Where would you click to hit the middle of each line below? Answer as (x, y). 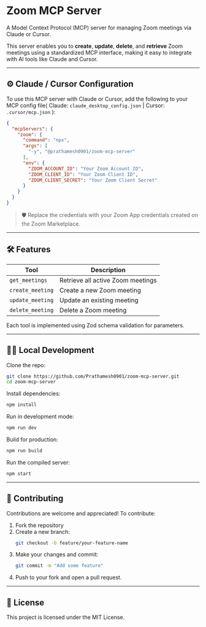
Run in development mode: (40, 417)
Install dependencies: (33, 393)
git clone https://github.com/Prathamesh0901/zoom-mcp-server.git (93, 376)
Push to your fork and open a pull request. (68, 577)
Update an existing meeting (99, 300)
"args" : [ (35, 146)
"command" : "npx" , (46, 140)
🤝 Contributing (35, 499)
